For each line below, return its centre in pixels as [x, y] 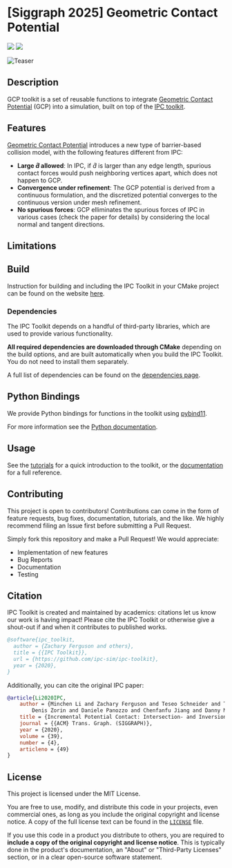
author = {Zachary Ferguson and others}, [74, 646]
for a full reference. [35, 472]
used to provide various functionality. [60, 334]
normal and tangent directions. [61, 224]
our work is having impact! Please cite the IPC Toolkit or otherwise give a [111, 620]
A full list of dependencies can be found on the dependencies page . [104, 375]
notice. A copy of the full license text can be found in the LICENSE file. [105, 822]
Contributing [35, 494]
